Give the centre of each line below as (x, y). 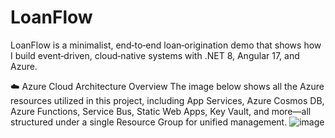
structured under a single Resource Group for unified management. (149, 122)
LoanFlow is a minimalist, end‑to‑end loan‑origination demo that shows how (166, 45)
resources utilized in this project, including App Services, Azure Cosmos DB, (167, 100)
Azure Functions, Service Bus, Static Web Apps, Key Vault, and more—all (161, 111)
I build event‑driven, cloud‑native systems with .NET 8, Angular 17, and (155, 55)
